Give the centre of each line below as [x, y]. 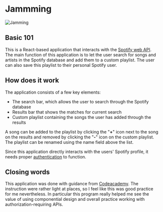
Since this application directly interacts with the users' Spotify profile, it [77, 152]
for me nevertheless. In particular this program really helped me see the [77, 194]
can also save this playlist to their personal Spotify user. [61, 65]
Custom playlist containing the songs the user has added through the [81, 117]
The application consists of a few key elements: [53, 92]
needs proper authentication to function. [46, 156]
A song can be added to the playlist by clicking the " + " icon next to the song [82, 132]
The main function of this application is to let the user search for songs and [81, 55]
